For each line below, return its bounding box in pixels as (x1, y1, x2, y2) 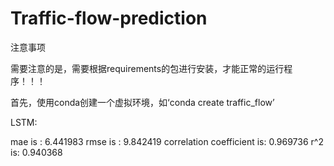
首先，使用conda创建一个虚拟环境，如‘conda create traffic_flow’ (10, 96, 275, 108)
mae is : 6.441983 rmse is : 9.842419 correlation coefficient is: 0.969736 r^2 (10, 135, 324, 147)
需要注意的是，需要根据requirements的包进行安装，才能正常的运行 (10, 62, 285, 74)
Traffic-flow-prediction (10, 7, 208, 30)
